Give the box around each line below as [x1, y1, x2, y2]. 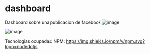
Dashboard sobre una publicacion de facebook [5, 19, 101, 25]
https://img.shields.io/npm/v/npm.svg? [66, 38, 145, 44]
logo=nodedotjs [5, 43, 38, 49]
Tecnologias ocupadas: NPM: [5, 38, 65, 44]
